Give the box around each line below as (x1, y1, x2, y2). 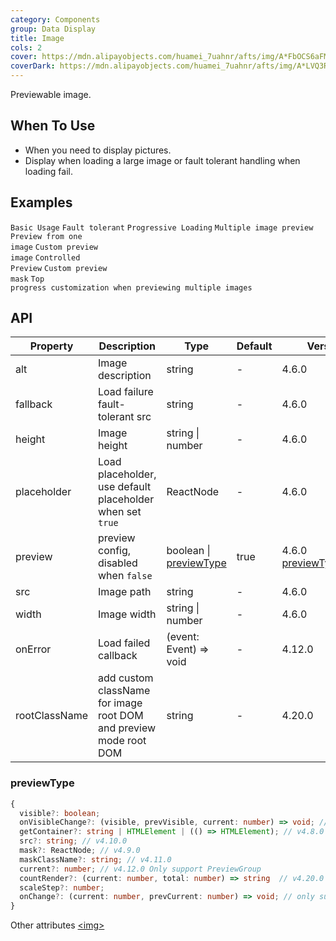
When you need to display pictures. (24, 144, 172, 156)
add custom (98, 671, 154, 685)
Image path (98, 585, 152, 599)
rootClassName (15, 709, 88, 723)
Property (29, 339, 74, 353)
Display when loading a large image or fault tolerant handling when (24, 154, 301, 166)
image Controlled (10, 252, 81, 263)
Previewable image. (10, 89, 92, 100)
